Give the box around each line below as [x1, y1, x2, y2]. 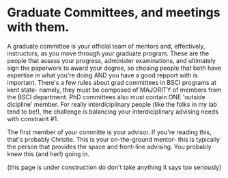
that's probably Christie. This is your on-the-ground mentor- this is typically [7, 135, 220, 143]
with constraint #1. [7, 114, 59, 123]
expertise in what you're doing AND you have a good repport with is [7, 71, 198, 79]
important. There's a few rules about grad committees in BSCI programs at [7, 78, 216, 86]
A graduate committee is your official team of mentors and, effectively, [7, 42, 205, 50]
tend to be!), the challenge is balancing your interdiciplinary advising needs [7, 107, 218, 116]
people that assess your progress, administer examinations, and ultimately [7, 56, 216, 64]
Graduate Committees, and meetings [7, 5, 220, 21]
